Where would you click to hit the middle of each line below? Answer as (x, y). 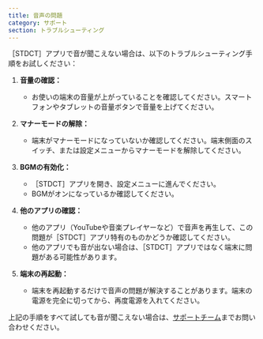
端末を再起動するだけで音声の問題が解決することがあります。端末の (142, 291)
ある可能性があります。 (83, 257)
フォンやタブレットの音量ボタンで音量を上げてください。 (125, 107)
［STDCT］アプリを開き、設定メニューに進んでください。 (126, 184)
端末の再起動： (44, 274)
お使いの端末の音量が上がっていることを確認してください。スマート (142, 97)
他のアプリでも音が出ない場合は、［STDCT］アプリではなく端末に (138, 247)
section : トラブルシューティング (56, 30)
